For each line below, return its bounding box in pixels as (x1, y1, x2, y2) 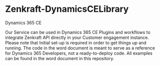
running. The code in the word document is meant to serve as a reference (5, 45, 156, 51)
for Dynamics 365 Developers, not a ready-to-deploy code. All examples (5, 50, 153, 56)
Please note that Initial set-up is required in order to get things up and (5, 39, 147, 45)
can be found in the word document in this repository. (5, 55, 115, 61)
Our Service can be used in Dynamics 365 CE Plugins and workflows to (5, 29, 151, 35)
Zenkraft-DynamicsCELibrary (5, 3, 129, 15)
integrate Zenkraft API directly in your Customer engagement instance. (5, 34, 149, 40)
